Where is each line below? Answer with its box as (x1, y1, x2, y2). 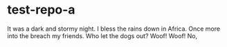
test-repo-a (7, 2, 75, 18)
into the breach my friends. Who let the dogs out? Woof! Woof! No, (7, 31, 198, 40)
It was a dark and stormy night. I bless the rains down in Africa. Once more (7, 25, 220, 33)
